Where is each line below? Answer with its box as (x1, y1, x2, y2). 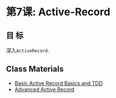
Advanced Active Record (14, 86, 75, 93)
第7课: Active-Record (6, 5, 111, 19)
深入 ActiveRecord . (6, 47, 50, 54)
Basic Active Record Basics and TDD (14, 79, 103, 86)
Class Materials (6, 64, 64, 74)
